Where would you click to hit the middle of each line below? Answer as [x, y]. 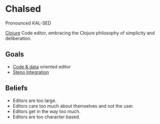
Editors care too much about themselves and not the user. [73, 106]
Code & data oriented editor [42, 66]
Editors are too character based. [46, 117]
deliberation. [19, 38]
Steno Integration [31, 72]
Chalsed [23, 9]
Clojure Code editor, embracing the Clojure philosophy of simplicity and [80, 33]
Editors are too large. [35, 101]
